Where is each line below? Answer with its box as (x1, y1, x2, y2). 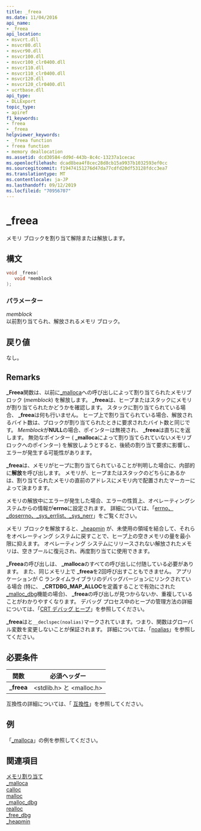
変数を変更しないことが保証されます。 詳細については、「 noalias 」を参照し (11, 625, 196, 632)
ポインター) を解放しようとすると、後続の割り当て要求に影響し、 (32, 441, 194, 448)
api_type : (6, 93, 31, 99)
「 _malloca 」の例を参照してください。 (6, 737, 101, 744)
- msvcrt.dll (6, 37, 39, 43)
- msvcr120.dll (6, 76, 44, 82)
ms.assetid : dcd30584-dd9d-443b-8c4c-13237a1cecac (6, 154, 136, 160)
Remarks (6, 372, 41, 382)
